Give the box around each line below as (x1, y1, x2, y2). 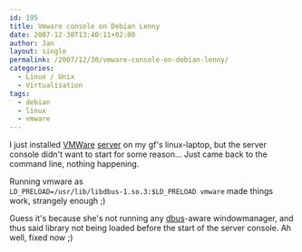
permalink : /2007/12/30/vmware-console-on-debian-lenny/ (9, 55, 229, 64)
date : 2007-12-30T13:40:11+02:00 (9, 30, 136, 39)
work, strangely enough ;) (9, 196, 106, 207)
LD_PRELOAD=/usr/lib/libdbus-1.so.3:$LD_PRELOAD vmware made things (9, 186, 274, 197)
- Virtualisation (17, 81, 83, 90)
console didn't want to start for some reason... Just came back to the (9, 149, 268, 160)
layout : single (9, 47, 67, 56)
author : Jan (9, 38, 54, 48)
